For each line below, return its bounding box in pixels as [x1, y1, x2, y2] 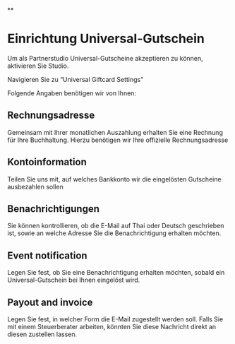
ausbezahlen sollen [7, 182, 64, 191]
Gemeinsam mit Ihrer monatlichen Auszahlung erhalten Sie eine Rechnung [7, 128, 224, 136]
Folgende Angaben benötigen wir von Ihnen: [7, 88, 136, 97]
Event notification [7, 249, 88, 261]
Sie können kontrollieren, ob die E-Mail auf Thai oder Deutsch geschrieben [7, 222, 224, 230]
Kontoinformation [7, 156, 87, 168]
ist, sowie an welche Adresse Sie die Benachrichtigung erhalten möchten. [7, 229, 222, 237]
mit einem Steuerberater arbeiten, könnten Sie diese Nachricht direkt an [7, 323, 217, 331]
